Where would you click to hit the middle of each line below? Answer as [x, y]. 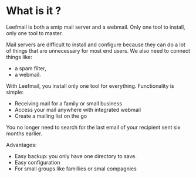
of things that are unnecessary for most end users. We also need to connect [98, 50]
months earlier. [24, 133]
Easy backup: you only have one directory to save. [75, 156]
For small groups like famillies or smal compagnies [75, 169]
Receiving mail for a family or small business [68, 103]
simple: [15, 92]
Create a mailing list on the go [50, 116]
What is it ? [34, 11]
